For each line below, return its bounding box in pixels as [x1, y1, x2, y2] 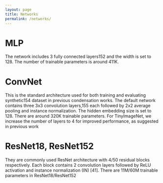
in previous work [5, 124, 39, 130]
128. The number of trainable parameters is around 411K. [5, 59, 119, 65]
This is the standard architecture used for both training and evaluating [5, 92, 146, 98]
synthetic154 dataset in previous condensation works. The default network [5, 98, 156, 104]
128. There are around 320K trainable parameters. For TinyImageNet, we [5, 113, 152, 119]
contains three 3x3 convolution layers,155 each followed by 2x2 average [5, 103, 151, 108]
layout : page [5, 7, 32, 12]
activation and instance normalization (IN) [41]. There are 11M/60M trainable [5, 167, 158, 173]
